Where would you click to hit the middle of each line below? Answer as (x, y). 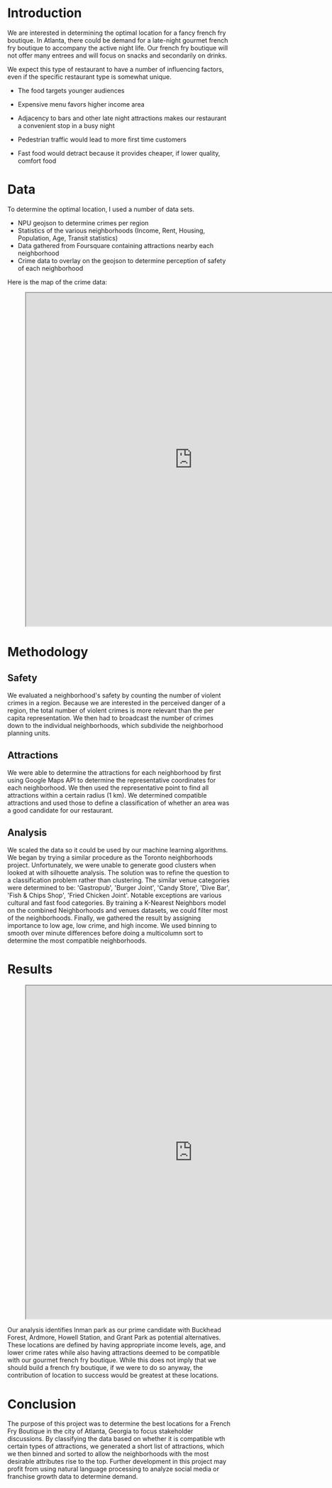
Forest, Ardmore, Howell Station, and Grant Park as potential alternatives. (114, 1337)
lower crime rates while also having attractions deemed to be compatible (114, 1353)
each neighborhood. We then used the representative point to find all (108, 788)
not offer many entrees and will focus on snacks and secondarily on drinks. (117, 55)
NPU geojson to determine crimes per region (83, 223)
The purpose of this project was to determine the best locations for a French (119, 1424)
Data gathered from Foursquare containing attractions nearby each (116, 245)
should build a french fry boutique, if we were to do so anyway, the (105, 1368)
